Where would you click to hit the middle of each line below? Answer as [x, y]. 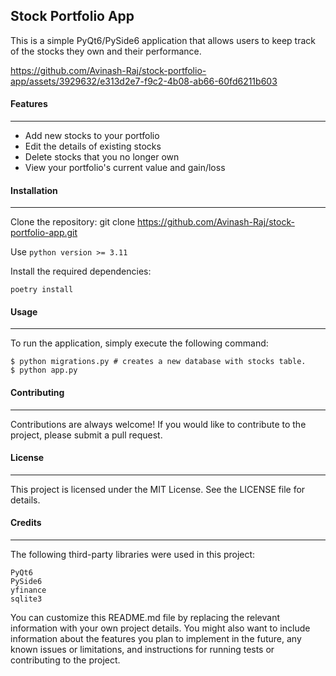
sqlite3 [26, 599]
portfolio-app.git [44, 233]
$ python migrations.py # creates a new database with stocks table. [158, 362]
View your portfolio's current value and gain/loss [125, 168]
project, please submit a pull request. [86, 435]
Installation [34, 190]
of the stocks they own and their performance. [106, 51]
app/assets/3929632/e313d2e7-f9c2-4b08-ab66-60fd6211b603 [144, 81]
